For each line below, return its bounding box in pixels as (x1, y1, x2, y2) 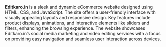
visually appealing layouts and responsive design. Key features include (5, 15, 151, 20)
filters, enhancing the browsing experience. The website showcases (5, 25, 146, 31)
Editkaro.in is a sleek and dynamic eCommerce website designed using (5, 4, 153, 10)
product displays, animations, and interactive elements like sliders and (5, 20, 150, 26)
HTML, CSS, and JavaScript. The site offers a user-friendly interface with (5, 9, 156, 15)
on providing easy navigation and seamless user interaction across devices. (5, 36, 161, 42)
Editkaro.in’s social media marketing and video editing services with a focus (5, 31, 161, 36)
